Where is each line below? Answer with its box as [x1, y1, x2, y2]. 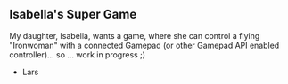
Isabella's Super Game [9, 7, 137, 22]
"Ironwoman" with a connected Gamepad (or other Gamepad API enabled [9, 40, 280, 50]
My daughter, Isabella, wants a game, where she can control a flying [9, 30, 260, 41]
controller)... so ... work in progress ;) [9, 49, 145, 60]
